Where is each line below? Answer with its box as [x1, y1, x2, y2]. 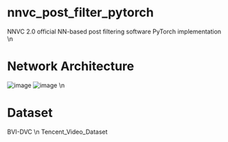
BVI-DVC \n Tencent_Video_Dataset [7, 128, 108, 136]
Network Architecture [7, 59, 135, 74]
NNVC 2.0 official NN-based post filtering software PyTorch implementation [7, 27, 222, 35]
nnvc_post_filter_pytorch [7, 5, 155, 20]
